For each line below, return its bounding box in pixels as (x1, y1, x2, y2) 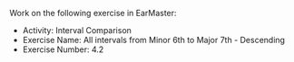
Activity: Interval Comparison (22, 25, 132, 35)
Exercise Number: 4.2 (22, 44, 104, 55)
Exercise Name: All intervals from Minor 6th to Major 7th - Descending (22, 35, 286, 45)
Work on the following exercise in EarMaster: (9, 8, 177, 18)
